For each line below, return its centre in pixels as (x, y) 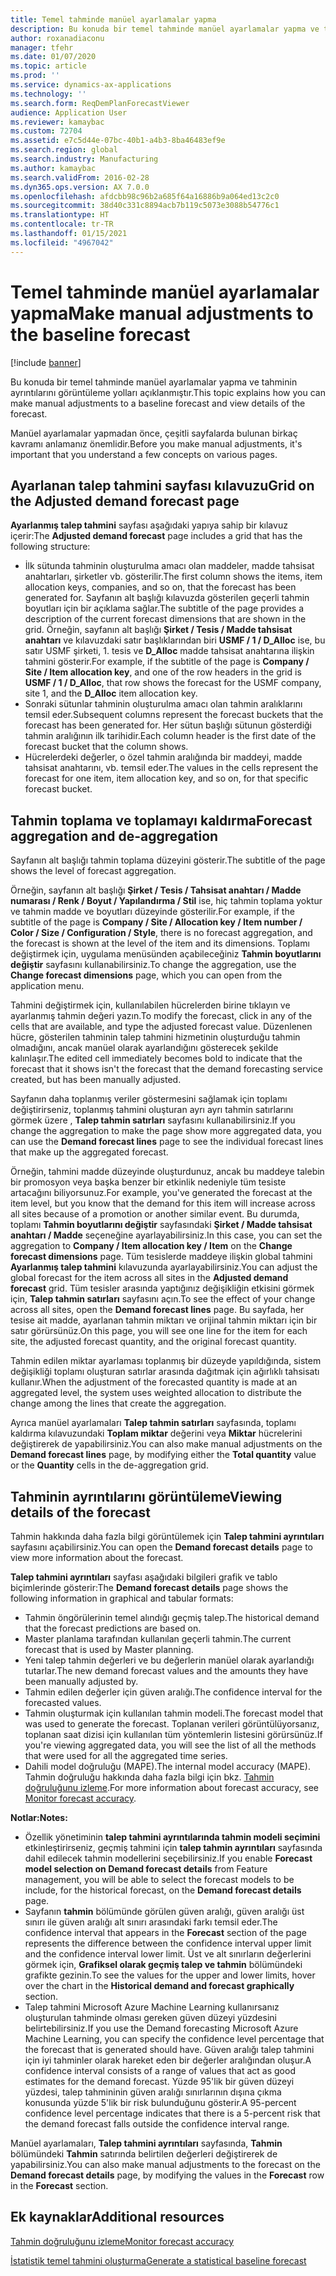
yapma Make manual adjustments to (162, 313)
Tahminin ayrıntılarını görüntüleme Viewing (146, 1496)
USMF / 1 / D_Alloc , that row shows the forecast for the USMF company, (173, 683)
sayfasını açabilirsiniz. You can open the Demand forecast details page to (161, 1547)
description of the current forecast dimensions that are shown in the (165, 619)
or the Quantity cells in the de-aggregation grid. (109, 1465)
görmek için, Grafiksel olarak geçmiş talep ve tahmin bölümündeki (163, 1964)
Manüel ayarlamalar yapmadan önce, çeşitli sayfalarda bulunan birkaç (154, 433)
